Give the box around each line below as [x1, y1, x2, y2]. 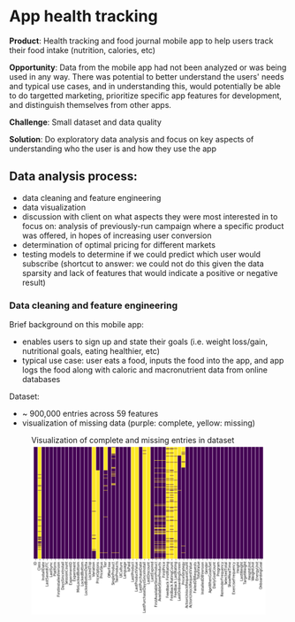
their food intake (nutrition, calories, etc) [9, 44, 156, 55]
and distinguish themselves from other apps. [9, 99, 172, 110]
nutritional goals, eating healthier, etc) [21, 346, 161, 357]
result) [21, 277, 46, 288]
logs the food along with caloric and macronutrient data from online [21, 365, 268, 375]
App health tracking [9, 6, 158, 27]
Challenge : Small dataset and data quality [9, 117, 162, 127]
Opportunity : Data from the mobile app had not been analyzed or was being [9, 62, 287, 73]
